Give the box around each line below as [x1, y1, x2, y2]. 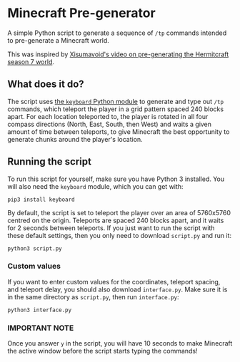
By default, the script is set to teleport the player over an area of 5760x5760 [7, 208, 231, 217]
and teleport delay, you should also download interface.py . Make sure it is [7, 285, 228, 294]
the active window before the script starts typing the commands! [7, 347, 198, 356]
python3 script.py [7, 244, 62, 252]
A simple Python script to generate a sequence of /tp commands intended [7, 29, 227, 37]
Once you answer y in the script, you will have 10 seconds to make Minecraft [7, 339, 233, 348]
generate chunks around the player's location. [7, 135, 143, 143]
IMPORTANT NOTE [7, 323, 74, 333]
